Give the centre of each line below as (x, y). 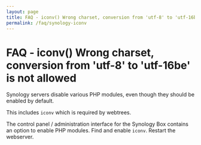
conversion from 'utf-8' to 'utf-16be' (98, 65)
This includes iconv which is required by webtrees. (69, 113)
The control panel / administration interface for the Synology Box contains (97, 124)
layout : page (22, 12)
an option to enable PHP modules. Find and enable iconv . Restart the (91, 131)
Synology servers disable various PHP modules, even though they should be (100, 95)
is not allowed (41, 78)
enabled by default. (30, 101)
